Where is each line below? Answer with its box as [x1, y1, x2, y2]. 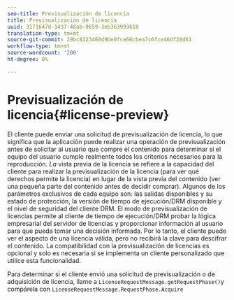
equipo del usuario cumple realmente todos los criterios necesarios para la [7, 152, 223, 161]
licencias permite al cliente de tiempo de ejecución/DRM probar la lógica [7, 211, 217, 220]
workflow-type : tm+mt [7, 43, 71, 50]
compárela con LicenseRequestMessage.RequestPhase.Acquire [7, 285, 184, 293]
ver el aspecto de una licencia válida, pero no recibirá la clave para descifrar [7, 234, 227, 242]
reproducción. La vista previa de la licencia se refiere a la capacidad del [7, 159, 214, 168]
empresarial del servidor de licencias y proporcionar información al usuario [7, 219, 224, 227]
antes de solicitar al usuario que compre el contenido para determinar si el [7, 145, 221, 153]
